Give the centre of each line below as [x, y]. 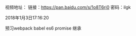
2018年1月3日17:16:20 [27, 18]
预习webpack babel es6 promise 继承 [43, 28]
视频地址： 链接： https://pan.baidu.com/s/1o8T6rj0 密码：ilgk [68, 7]
